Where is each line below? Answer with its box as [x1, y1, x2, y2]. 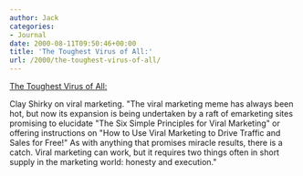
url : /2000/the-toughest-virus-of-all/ [9, 56, 162, 65]
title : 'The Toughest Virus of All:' [9, 47, 153, 57]
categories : [9, 22, 55, 31]
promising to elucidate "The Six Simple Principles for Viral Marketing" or [9, 118, 281, 129]
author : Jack [9, 13, 59, 23]
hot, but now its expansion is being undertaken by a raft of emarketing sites [9, 109, 294, 119]
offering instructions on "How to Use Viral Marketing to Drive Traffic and [9, 128, 281, 138]
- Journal [9, 30, 47, 39]
